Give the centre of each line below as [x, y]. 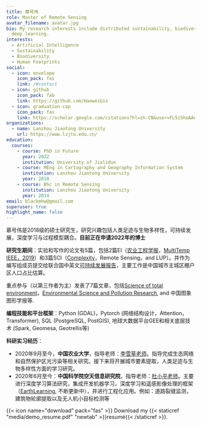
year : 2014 [36, 195]
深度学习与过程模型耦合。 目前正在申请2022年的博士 [81, 238]
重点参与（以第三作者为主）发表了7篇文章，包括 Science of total [85, 286]
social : [16, 67]
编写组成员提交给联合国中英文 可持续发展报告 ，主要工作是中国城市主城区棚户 [100, 265]
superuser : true [26, 207]
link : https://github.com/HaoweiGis [63, 101]
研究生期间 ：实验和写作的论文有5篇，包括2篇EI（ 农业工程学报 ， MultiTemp [98, 250]
